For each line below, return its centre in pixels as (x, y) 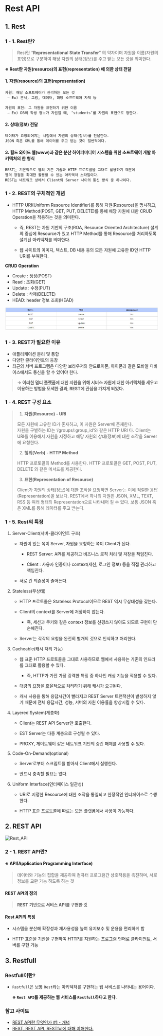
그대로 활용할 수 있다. (45, 665)
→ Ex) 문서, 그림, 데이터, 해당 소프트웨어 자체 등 (52, 98)
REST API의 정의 (21, 893)
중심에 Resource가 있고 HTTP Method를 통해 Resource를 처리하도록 (91, 233)
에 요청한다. (28, 442)
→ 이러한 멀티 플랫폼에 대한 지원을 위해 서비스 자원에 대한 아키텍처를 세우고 (87, 382)
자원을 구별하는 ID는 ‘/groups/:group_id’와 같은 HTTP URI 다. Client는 (84, 430)
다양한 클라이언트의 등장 (35, 360)
